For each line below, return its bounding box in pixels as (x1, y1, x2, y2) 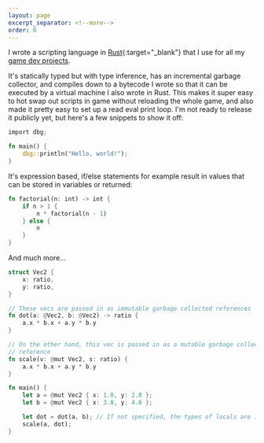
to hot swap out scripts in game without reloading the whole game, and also (8, 96, 254, 106)
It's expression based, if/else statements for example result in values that (8, 171, 245, 181)
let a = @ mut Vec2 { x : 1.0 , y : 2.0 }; (22, 391, 153, 400)
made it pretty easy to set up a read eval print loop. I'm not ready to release (8, 105, 253, 114)
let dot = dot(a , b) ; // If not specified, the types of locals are (22, 413, 251, 421)
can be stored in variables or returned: (8, 179, 133, 189)
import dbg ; (8, 128, 47, 136)
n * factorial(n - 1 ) (36, 209, 108, 217)
